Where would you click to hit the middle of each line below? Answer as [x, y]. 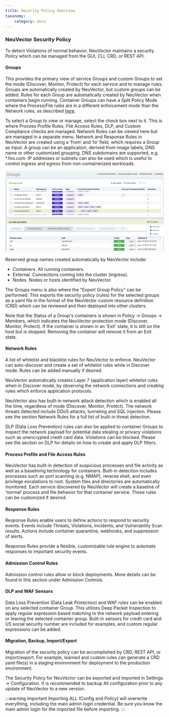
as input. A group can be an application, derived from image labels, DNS [80, 147]
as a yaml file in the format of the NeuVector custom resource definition [79, 300]
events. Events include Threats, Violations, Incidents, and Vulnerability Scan [84, 526]
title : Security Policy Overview [40, 11]
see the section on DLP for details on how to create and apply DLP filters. [81, 443]
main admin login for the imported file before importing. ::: [65, 709]
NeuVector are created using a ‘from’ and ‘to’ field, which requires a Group [82, 142]
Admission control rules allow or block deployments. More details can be [80, 574]
